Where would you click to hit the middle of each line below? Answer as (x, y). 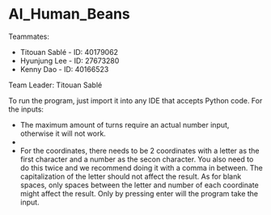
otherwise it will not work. (63, 133)
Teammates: (29, 36)
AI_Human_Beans (70, 14)
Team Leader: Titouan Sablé (55, 85)
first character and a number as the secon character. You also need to (137, 159)
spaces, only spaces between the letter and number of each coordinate (139, 185)
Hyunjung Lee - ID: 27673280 (70, 61)
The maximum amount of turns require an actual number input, (125, 124)
